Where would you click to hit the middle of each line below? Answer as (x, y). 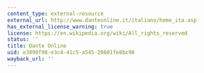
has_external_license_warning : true (60, 26)
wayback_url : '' (31, 59)
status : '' (23, 40)
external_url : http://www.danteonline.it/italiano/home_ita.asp (102, 20)
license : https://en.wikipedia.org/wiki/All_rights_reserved (97, 33)
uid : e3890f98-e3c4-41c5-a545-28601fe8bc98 (71, 53)
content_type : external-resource (56, 14)
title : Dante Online (37, 46)
